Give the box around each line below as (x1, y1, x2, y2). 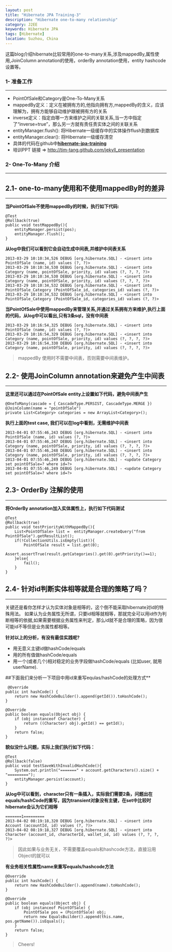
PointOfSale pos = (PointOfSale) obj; (24, 909, 106, 915)
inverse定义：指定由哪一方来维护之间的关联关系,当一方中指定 (12, 115, 142, 121)
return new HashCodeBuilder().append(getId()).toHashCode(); (14, 693, 147, 699)
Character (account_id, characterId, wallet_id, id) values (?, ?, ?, (5, 832, 159, 837)
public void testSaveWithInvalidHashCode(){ (5, 763, 102, 768)
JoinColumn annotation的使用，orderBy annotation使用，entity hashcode (11, 57, 166, 63)
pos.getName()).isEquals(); (5, 919, 66, 924)
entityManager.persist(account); (14, 777, 86, 782)
